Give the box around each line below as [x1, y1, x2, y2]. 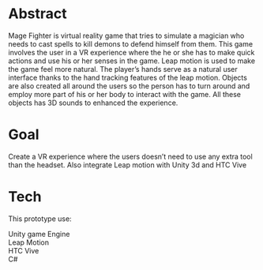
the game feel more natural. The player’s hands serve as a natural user [8, 64, 239, 73]
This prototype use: [8, 214, 73, 223]
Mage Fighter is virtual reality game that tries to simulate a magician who [8, 31, 245, 40]
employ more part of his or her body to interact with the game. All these [8, 89, 241, 99]
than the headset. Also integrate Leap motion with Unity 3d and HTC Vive [8, 159, 247, 170]
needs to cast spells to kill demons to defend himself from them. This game [8, 39, 254, 48]
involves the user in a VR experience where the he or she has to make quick [8, 47, 255, 57]
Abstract [8, 5, 67, 23]
